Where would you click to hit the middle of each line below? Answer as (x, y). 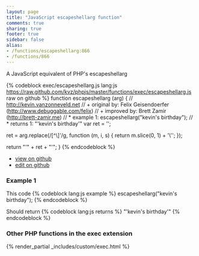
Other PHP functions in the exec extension (69, 233)
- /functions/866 (28, 56)
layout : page (23, 12)
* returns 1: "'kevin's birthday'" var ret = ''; (59, 123)
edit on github (32, 165)
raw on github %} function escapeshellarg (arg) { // (70, 98)
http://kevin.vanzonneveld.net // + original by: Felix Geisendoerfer (88, 104)
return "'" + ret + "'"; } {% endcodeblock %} (61, 147)
